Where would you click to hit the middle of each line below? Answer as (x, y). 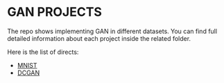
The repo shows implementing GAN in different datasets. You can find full (112, 31)
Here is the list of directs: (43, 52)
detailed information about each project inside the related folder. (99, 38)
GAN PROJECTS (55, 12)
